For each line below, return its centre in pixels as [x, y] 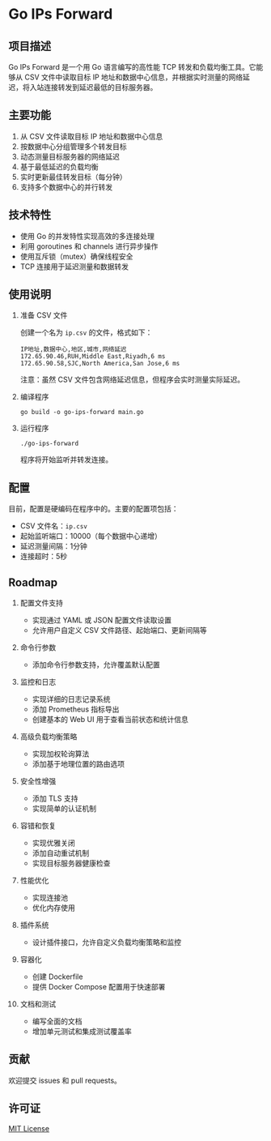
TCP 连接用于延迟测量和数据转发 [74, 266]
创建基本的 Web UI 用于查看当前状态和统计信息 [110, 720]
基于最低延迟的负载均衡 [59, 166]
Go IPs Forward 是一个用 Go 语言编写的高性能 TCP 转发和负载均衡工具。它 [132, 67]
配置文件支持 [41, 603]
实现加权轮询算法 [61, 754]
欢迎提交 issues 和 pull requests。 [65, 1080]
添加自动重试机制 [61, 853]
